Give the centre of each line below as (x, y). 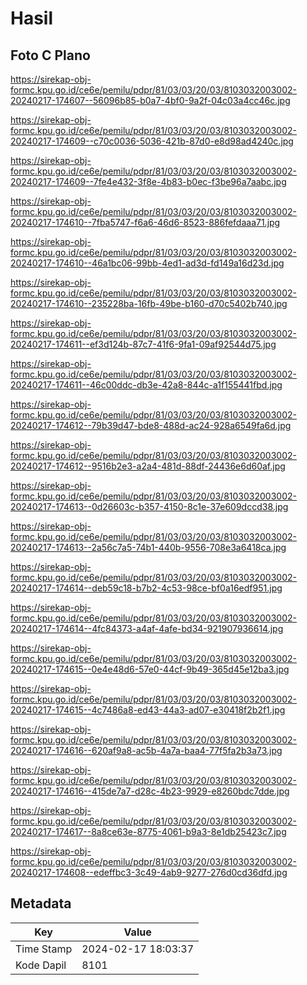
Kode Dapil (41, 965)
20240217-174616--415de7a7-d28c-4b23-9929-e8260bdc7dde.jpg (150, 791)
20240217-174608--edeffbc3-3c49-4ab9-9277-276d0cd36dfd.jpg (149, 872)
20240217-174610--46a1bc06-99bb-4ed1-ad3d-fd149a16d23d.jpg (147, 263)
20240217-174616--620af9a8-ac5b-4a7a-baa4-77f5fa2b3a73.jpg (146, 750)
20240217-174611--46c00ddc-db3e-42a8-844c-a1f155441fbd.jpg (146, 385)
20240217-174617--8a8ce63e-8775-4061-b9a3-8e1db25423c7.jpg (148, 831)
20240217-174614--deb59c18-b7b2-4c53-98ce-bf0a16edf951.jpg (146, 588)
